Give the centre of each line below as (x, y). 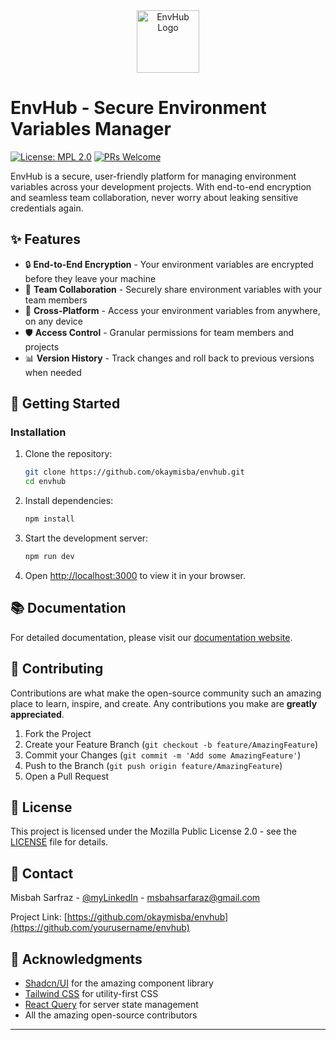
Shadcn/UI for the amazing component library (119, 983)
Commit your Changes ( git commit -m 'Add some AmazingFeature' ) (163, 755)
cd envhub (45, 482)
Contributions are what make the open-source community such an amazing (166, 693)
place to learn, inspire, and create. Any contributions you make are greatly (164, 703)
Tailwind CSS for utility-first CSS (91, 993)
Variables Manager (91, 129)
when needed (53, 372)
